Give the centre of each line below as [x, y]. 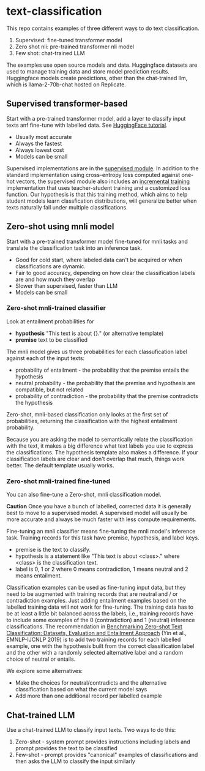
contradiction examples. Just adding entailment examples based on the [96, 601]
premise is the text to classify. [53, 550]
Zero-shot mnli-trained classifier [56, 308]
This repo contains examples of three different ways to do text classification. [103, 28]
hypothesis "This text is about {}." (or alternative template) [89, 333]
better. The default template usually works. [60, 465]
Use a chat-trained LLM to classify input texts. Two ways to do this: [91, 729]
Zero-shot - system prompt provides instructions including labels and [103, 742]
